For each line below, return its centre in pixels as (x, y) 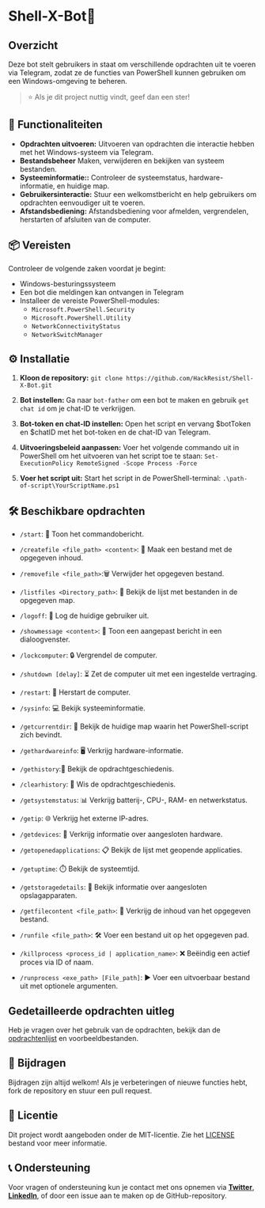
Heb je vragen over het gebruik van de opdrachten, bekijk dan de (114, 1030)
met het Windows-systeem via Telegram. (87, 152)
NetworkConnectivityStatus (76, 326)
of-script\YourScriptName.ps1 (70, 486)
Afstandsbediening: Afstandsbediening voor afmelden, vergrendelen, (134, 211)
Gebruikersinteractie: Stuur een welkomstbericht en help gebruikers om (138, 194)
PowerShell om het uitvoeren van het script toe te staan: (111, 456)
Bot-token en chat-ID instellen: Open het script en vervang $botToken (135, 424)
